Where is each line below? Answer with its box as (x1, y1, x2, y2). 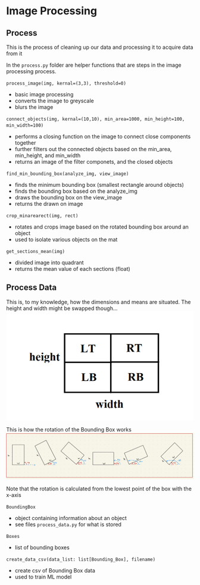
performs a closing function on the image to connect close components (14, 133, 191, 140)
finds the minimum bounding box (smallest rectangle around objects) (14, 182, 185, 188)
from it (6, 50, 23, 57)
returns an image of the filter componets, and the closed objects (14, 158, 173, 165)
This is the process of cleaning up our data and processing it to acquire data (6, 43, 193, 51)
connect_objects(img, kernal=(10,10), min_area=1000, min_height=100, (6, 116, 185, 122)
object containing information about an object (14, 514, 127, 521)
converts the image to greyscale (14, 97, 94, 104)
